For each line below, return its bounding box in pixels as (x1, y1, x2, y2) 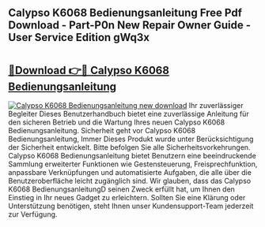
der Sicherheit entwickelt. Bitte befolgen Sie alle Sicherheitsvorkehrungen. (8, 143, 251, 152)
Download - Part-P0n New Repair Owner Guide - (8, 19, 252, 32)
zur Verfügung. (8, 210, 58, 219)
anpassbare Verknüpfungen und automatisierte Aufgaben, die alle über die (8, 168, 252, 177)
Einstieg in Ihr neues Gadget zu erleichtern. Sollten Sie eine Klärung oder (8, 193, 246, 202)
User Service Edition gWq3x (8, 31, 150, 44)
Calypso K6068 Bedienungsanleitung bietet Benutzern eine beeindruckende (8, 151, 257, 160)
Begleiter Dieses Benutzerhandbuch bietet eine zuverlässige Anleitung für (8, 110, 249, 118)
